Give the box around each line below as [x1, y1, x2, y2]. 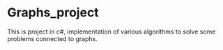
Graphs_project [7, 5, 99, 21]
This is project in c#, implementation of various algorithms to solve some [7, 27, 216, 36]
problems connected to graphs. [7, 34, 98, 42]
